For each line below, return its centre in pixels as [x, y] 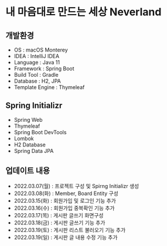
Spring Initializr [34, 106]
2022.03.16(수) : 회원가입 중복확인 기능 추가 [64, 208]
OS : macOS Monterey [41, 50]
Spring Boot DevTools [40, 132]
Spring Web [28, 119]
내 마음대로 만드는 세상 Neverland [83, 12]
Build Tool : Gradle [36, 75]
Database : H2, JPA [37, 81]
